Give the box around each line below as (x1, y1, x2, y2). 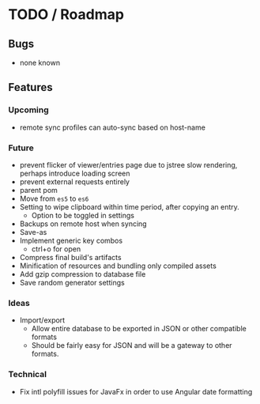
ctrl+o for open (31, 244, 81, 254)
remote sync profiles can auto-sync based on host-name (19, 123, 205, 132)
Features (8, 81, 53, 94)
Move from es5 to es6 (19, 194, 89, 203)
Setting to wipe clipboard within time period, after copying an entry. (19, 202, 239, 211)
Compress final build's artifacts (19, 252, 122, 262)
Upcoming (8, 104, 49, 115)
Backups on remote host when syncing (19, 219, 148, 228)
